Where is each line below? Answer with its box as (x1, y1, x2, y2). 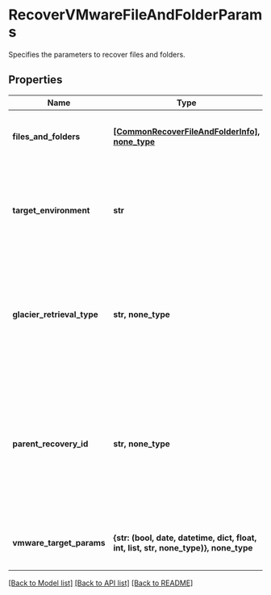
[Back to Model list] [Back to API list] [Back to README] (8, 578, 194, 588)
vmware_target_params (12, 537, 106, 548)
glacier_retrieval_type (12, 309, 98, 320)
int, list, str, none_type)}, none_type (113, 542, 253, 553)
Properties (8, 73, 63, 87)
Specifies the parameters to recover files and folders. (8, 49, 186, 59)
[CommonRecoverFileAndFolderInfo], (113, 125, 261, 137)
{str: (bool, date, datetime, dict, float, (113, 532, 257, 543)
